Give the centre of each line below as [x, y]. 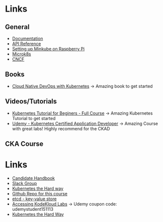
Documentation [27, 38]
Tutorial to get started [34, 118]
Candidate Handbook [33, 178]
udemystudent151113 [33, 209]
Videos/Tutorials [31, 101]
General [18, 27]
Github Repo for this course [40, 193]
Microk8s [21, 54]
